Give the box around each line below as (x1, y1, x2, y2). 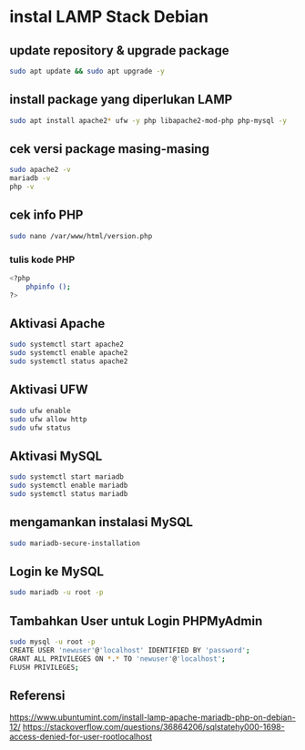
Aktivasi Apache (9, 316, 106, 331)
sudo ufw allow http (9, 414, 88, 424)
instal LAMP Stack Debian (9, 6, 209, 27)
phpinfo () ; (25, 282, 71, 291)
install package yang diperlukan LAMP (9, 92, 233, 107)
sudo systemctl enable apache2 (9, 349, 128, 358)
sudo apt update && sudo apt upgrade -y (9, 66, 166, 76)
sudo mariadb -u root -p (9, 588, 104, 597)
